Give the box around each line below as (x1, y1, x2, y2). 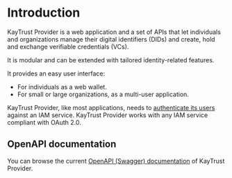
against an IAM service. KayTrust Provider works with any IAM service (7, 111, 208, 119)
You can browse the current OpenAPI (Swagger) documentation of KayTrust (7, 157, 225, 165)
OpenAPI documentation (7, 139, 117, 150)
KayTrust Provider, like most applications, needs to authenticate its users (7, 103, 215, 112)
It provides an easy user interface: (7, 69, 106, 78)
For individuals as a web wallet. (17, 82, 108, 91)
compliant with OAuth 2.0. (7, 118, 81, 126)
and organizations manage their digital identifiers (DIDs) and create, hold (7, 35, 215, 43)
